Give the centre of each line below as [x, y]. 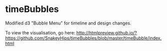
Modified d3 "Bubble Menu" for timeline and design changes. [68, 23]
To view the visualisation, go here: [40, 32]
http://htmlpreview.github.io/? [107, 32]
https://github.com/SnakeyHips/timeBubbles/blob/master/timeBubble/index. [83, 38]
